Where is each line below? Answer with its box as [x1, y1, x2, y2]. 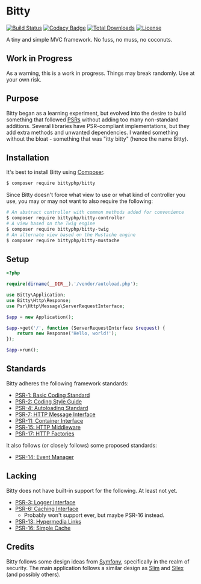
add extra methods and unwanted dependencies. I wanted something [6, 129, 179, 136]
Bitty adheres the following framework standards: [6, 379, 129, 387]
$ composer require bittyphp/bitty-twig [6, 226, 110, 232]
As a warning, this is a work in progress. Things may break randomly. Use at [6, 69, 195, 77]
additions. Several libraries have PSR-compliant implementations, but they [6, 122, 190, 129]
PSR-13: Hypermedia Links [14, 518, 81, 525]
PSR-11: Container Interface [14, 417, 84, 424]
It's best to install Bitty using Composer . [6, 168, 105, 176]
